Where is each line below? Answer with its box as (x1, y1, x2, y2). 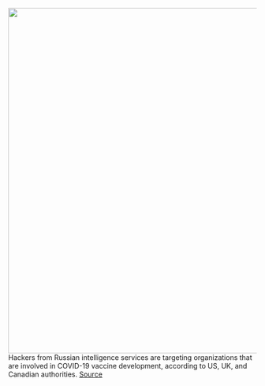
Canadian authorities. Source (8, 369, 103, 379)
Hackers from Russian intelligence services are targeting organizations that (8, 353, 252, 362)
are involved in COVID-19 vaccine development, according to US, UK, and (8, 362, 248, 370)
